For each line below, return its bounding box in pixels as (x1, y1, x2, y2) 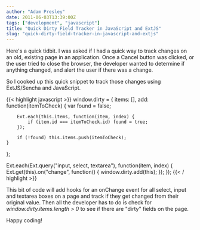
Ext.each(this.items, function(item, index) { (17, 114, 135, 120)
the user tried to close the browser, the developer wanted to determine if (6, 60, 185, 68)
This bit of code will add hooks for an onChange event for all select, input (6, 186, 187, 194)
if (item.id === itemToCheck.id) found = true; (27, 119, 148, 125)
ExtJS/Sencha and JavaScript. (6, 84, 81, 91)
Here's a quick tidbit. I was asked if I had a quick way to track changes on (6, 47, 187, 54)
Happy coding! (6, 217, 43, 224)
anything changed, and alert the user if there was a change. (6, 66, 153, 73)
